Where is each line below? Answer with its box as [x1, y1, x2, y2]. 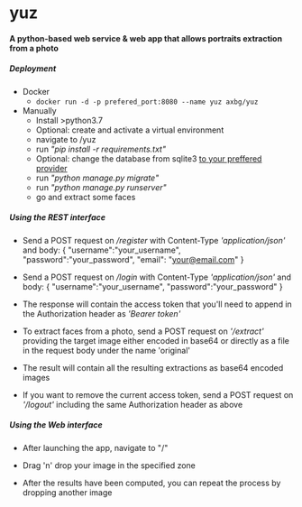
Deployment [9, 63, 57, 74]
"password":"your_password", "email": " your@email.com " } [22, 253, 244, 264]
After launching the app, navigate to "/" [22, 442, 169, 453]
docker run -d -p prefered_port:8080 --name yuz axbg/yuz [35, 97, 259, 106]
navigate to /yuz [35, 134, 96, 144]
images [22, 372, 50, 383]
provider [35, 162, 68, 173]
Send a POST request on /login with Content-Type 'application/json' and [22, 272, 291, 282]
